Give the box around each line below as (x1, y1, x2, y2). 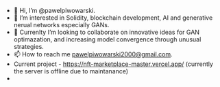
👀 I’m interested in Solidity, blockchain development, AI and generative (13, 14, 213, 22)
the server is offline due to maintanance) (13, 67, 129, 75)
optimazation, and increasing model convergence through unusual (13, 35, 201, 43)
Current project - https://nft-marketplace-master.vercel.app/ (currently (13, 60, 214, 68)
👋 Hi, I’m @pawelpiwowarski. (13, 7, 96, 14)
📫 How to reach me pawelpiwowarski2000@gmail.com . (13, 50, 173, 58)
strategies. (13, 43, 45, 50)
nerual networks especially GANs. (13, 21, 110, 29)
